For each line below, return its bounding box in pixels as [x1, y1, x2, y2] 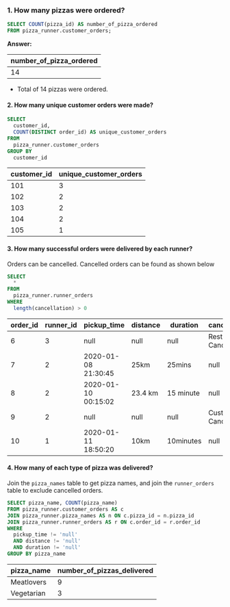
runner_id [44, 320, 77, 330]
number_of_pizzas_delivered [57, 565, 154, 575]
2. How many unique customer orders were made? [7, 101, 154, 109]
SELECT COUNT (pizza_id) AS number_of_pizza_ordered [7, 21, 157, 28]
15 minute [166, 388, 200, 398]
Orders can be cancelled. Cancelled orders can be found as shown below [7, 259, 215, 268]
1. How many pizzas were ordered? [7, 5, 125, 15]
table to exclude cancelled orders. [7, 487, 103, 495]
